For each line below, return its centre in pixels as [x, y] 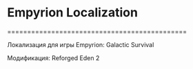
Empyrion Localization [72, 13]
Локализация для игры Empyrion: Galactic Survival [81, 44]
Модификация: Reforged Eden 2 [53, 58]
